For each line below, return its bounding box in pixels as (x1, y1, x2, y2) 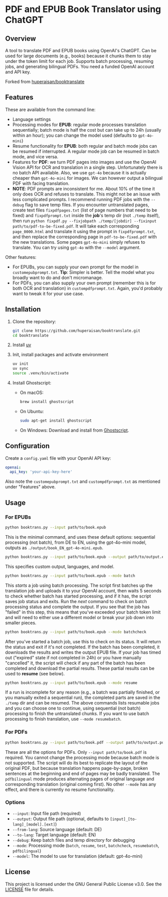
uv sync (12, 366, 28, 371)
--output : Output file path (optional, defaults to (12, 816, 109, 822)
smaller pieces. (5, 620, 36, 626)
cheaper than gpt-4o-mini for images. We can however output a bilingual (12, 175, 163, 181)
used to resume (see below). (5, 670, 65, 676)
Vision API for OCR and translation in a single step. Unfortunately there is (12, 164, 162, 170)
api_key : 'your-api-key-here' (9, 469, 72, 474)
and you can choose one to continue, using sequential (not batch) (5, 705, 141, 712)
